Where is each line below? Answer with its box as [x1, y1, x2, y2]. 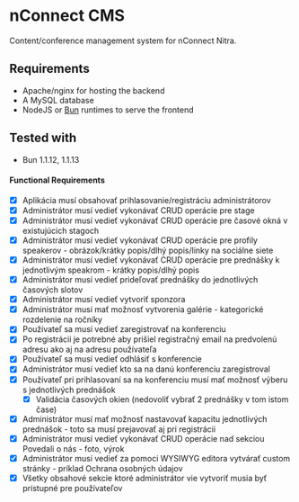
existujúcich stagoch [22, 225, 100, 236]
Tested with [9, 130, 77, 146]
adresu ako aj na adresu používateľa [22, 344, 157, 355]
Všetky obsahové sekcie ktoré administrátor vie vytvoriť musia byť [22, 472, 268, 483]
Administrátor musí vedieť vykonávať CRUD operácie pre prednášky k [22, 255, 280, 265]
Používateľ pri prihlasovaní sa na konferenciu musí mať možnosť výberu [22, 374, 288, 385]
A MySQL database [22, 94, 94, 105]
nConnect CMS [9, 5, 126, 26]
